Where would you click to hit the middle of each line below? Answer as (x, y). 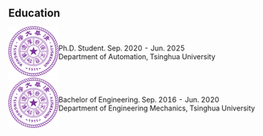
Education (34, 13)
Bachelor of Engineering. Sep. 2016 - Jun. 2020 (139, 99)
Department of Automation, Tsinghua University (137, 56)
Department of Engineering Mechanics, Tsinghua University (157, 108)
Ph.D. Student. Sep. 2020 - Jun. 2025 (122, 48)
